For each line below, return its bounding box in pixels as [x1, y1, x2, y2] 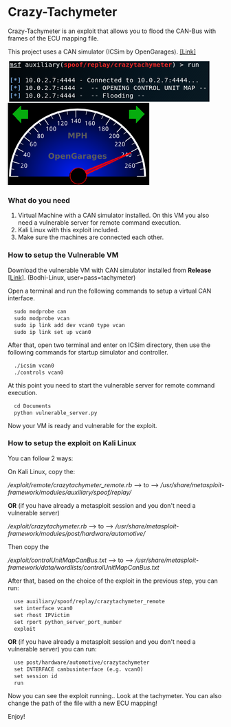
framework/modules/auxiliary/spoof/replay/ [8, 488, 132, 496]
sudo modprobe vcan [14, 315, 70, 322]
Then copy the [8, 542, 49, 550]
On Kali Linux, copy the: [8, 467, 75, 476]
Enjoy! [8, 712, 26, 720]
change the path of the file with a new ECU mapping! [8, 699, 157, 707]
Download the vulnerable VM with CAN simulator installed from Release [8, 266, 212, 274]
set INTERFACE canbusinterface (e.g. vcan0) [14, 666, 144, 673]
